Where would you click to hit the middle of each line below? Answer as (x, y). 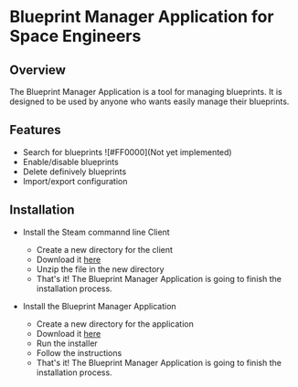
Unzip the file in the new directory (100, 269)
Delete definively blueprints (74, 172)
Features (35, 130)
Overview (38, 70)
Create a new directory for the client (105, 249)
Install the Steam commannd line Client (96, 232)
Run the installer (67, 343)
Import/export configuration (75, 181)
